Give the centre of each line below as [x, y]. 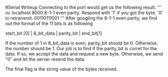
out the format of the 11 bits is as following [49, 23]
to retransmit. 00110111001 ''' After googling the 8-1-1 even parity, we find [81, 18]
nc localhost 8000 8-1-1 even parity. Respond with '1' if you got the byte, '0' [84, 13]
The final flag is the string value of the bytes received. [61, 69]
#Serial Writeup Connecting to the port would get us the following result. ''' [83, 7]
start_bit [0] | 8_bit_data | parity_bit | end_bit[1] [54, 33]
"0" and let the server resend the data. [45, 59]
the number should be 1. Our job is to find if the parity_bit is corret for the [81, 48]
